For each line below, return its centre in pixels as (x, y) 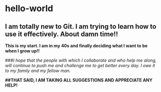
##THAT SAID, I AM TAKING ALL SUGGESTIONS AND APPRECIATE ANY (79, 80)
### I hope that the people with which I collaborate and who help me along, (81, 60)
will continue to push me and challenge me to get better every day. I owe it (80, 65)
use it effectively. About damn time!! (62, 34)
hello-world (29, 9)
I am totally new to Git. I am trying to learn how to (81, 27)
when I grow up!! (22, 51)
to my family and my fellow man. (38, 71)
